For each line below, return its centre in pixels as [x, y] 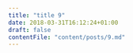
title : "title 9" [37, 15]
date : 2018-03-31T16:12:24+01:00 [63, 23]
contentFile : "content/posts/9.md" [67, 37]
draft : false [30, 30]
